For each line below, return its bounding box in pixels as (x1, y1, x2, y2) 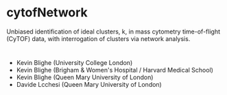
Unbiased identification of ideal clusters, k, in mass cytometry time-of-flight (6, 27, 221, 36)
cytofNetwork (6, 5, 88, 21)
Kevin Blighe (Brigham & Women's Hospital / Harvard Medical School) (16, 66, 214, 74)
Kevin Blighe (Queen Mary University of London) (16, 73, 154, 81)
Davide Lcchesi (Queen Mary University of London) (16, 81, 162, 89)
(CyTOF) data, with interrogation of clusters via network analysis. (6, 34, 191, 42)
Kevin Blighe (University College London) (16, 59, 133, 67)
